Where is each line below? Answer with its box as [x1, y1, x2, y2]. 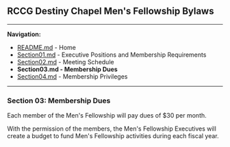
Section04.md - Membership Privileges [16, 72, 128, 81]
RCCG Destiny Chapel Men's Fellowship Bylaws [7, 5, 214, 17]
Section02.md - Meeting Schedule [16, 57, 114, 66]
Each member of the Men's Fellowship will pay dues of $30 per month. [7, 111, 207, 120]
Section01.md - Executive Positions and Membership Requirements [16, 51, 207, 59]
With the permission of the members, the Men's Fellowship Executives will [7, 124, 217, 133]
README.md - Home [16, 43, 77, 51]
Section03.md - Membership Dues [16, 65, 118, 73]
